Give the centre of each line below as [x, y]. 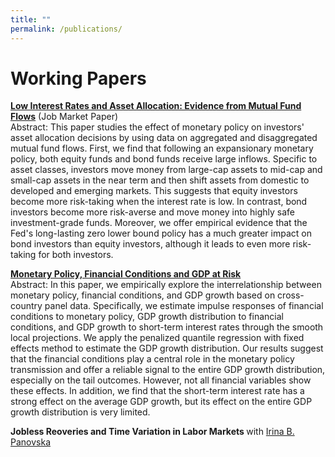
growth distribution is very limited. [80, 412]
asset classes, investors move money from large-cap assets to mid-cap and [166, 170]
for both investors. [76, 255]
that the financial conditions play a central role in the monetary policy [152, 359]
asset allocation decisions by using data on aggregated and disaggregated [164, 138]
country [26, 306]
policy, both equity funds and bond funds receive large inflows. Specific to [164, 159]
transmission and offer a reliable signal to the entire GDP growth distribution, [168, 370]
